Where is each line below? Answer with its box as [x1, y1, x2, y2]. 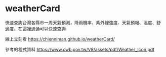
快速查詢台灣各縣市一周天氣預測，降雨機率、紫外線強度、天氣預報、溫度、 [5, 19, 157, 25]
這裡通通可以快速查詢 [22, 25, 66, 32]
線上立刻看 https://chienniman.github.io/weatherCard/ [5, 36, 115, 42]
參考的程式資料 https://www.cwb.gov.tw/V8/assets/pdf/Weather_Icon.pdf [5, 46, 155, 52]
